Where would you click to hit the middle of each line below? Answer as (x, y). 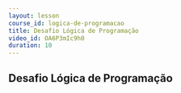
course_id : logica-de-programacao (67, 23)
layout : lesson (34, 16)
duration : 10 (30, 46)
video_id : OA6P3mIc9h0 (46, 38)
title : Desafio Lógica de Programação (74, 30)
